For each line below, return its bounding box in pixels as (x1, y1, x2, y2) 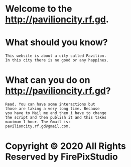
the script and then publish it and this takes (5, 115, 107, 120)
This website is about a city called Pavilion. (5, 53, 107, 58)
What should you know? (5, 37, 108, 48)
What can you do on (5, 74, 90, 86)
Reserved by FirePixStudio (5, 151, 118, 162)
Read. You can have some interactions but (5, 102, 95, 107)
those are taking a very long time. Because (5, 106, 100, 111)
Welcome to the (5, 3, 72, 15)
